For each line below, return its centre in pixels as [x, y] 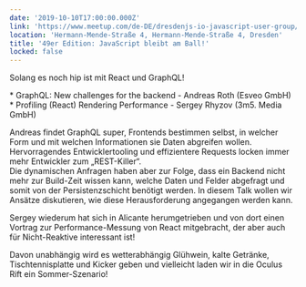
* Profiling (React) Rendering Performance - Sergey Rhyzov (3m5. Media [146, 105]
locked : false [36, 52]
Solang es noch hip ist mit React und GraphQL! [97, 77]
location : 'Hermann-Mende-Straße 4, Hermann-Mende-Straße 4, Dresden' [146, 35]
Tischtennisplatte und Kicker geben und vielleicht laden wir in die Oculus [146, 264]
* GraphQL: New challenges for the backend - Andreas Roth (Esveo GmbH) [150, 96]
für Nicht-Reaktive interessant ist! [72, 237]
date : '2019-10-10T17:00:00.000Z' [75, 18]
